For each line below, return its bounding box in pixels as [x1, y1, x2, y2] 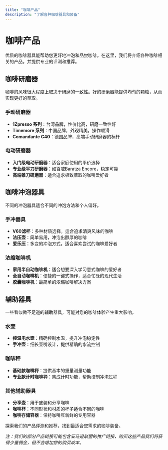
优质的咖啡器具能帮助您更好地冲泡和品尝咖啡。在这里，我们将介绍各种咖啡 [5, 52, 158, 58]
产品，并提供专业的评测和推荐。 [13, 58, 80, 65]
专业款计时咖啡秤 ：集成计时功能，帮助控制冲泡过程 [12, 374, 118, 380]
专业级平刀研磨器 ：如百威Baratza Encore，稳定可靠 [12, 166, 119, 172]
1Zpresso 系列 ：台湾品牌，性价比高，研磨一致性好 [12, 121, 116, 127]
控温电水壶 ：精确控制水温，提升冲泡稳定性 [12, 335, 100, 341]
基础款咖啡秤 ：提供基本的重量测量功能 [12, 367, 91, 373]
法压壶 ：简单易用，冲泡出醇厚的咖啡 [12, 234, 87, 240]
